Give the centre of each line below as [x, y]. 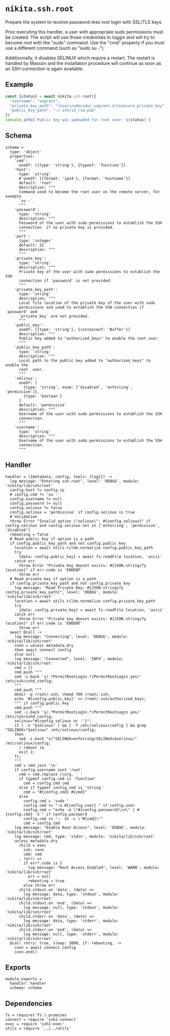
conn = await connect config [45, 947]
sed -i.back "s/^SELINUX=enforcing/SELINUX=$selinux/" [78, 739]
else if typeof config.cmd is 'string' [61, 788]
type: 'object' [26, 152]
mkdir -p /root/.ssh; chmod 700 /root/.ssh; [62, 694]
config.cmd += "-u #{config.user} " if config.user [79, 805]
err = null [39, 876]
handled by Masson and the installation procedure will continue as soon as [83, 63]
